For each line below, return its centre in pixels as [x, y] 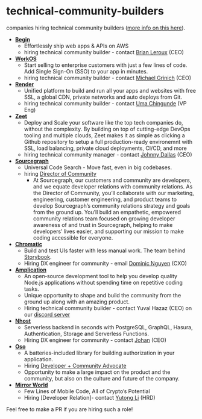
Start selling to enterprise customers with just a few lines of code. [106, 65]
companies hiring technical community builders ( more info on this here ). [96, 28]
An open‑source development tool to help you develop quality [101, 276]
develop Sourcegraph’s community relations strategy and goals [112, 205]
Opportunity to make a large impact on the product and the [97, 372]
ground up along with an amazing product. [77, 302]
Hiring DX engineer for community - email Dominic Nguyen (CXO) [105, 263]
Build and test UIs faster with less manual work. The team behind [105, 250]
